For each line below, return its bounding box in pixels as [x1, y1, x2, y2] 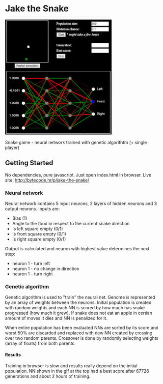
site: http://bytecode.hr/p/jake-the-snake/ [5, 177, 90, 183]
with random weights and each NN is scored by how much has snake [5, 305, 145, 311]
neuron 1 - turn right [12, 271, 53, 277]
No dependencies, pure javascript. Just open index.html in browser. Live [5, 172, 152, 177]
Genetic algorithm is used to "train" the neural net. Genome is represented [5, 295, 156, 300]
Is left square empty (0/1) [12, 226, 63, 232]
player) [5, 145, 20, 150]
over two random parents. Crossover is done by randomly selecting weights [5, 335, 159, 341]
